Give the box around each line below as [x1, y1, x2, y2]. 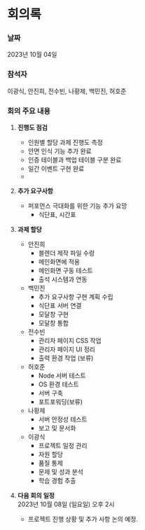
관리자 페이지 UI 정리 [38, 345, 96, 354]
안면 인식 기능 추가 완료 [27, 147, 92, 155]
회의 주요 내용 [7, 106, 51, 116]
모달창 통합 [38, 319, 69, 328]
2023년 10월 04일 [7, 50, 57, 59]
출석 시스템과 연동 [38, 275, 88, 284]
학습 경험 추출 [38, 477, 76, 485]
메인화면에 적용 [38, 258, 81, 266]
